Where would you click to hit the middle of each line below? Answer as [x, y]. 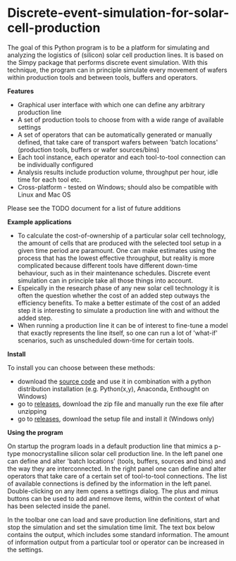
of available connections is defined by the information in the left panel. [110, 483]
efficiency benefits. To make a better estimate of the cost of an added [119, 303]
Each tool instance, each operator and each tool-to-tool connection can [122, 157]
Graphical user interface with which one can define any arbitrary [111, 104]
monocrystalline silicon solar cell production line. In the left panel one [123, 453]
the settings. [25, 549]
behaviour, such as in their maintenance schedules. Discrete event [114, 273]
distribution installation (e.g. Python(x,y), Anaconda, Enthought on [113, 388]
